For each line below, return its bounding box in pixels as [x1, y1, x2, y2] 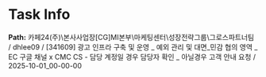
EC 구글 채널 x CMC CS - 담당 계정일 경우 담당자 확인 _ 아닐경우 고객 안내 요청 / [8, 52, 256, 61]
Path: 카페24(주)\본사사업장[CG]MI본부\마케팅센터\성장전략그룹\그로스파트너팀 [8, 32, 255, 42]
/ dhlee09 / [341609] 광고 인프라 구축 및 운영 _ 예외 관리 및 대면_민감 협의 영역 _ [8, 42, 258, 52]
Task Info [8, 5, 71, 24]
